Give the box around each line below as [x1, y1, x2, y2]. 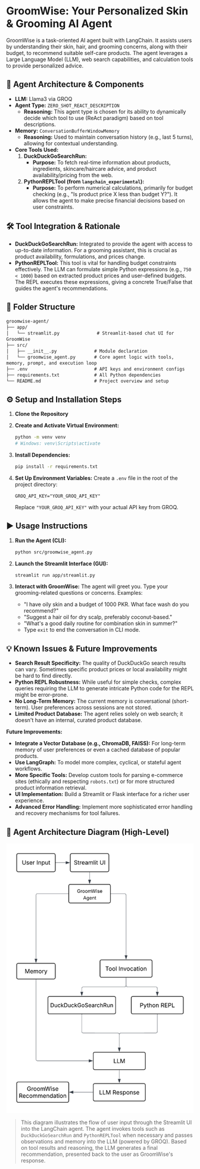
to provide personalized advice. [6, 62, 84, 69]
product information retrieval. [14, 784, 87, 791]
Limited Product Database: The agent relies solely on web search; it [14, 710, 183, 718]
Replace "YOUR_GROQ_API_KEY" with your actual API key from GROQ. [14, 503, 179, 510]
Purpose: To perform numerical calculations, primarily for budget [32, 184, 193, 191]
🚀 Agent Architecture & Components [6, 79, 144, 90]
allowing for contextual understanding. [23, 139, 118, 147]
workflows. [14, 765, 43, 772]
